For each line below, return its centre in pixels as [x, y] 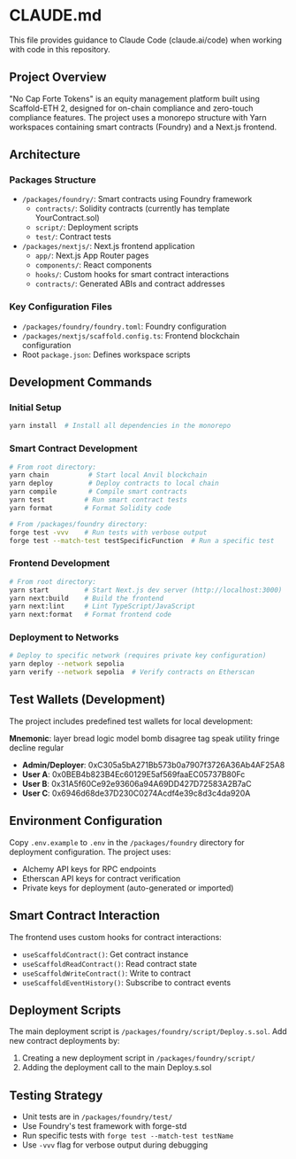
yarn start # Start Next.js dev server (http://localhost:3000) [146, 590]
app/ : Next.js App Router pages [92, 256]
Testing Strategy [56, 1095]
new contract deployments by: [65, 1041]
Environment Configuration [86, 821]
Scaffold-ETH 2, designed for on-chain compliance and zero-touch [131, 108]
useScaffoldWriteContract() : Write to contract [106, 973]
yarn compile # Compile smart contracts [99, 492]
